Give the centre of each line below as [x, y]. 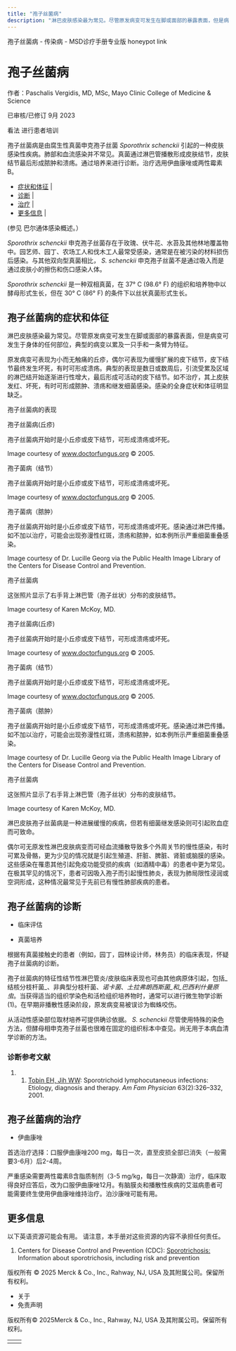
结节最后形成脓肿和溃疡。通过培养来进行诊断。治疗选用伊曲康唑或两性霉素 [115, 163]
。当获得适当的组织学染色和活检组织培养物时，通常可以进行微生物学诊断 [118, 996]
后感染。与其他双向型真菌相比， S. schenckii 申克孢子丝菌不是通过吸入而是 [116, 260]
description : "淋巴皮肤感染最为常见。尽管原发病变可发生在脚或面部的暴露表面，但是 [116, 20]
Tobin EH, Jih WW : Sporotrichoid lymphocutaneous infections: [118, 1080]
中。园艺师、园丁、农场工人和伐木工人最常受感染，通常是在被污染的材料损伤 [118, 252]
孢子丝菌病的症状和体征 [58, 317]
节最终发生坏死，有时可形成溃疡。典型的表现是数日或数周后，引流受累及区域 [118, 368]
